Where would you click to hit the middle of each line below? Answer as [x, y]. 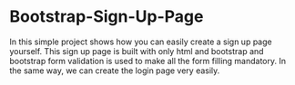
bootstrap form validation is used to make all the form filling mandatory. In [148, 61]
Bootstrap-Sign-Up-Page [107, 17]
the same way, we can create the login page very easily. [115, 71]
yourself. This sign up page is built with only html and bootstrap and [137, 51]
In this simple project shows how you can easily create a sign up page [141, 42]
